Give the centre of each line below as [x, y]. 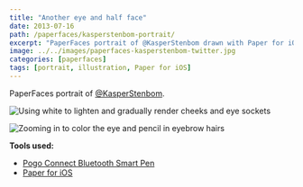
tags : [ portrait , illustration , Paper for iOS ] [101, 68]
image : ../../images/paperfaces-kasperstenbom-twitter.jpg [123, 51]
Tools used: [32, 146]
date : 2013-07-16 [42, 26]
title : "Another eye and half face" [78, 18]
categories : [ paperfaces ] [58, 59]
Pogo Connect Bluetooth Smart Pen [88, 163]
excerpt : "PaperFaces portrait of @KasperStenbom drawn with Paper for [147, 43]
